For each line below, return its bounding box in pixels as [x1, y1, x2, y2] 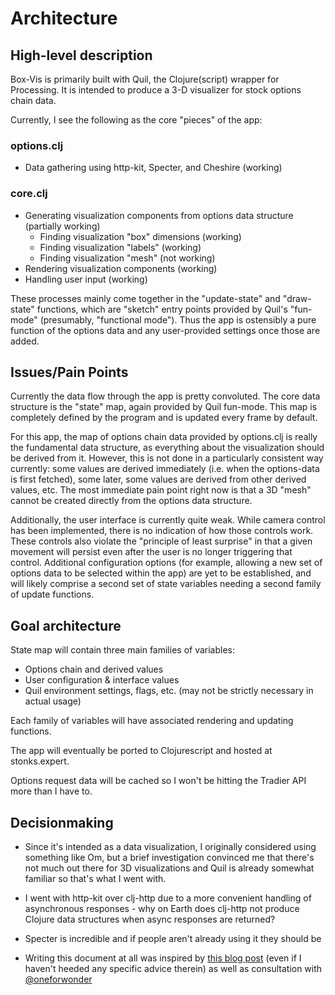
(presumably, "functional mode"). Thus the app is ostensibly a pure [39, 313, 317, 326]
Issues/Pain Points [10, 363, 129, 381]
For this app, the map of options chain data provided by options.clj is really [10, 431, 318, 443]
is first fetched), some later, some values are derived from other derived [10, 473, 307, 486]
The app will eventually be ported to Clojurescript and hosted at [10, 745, 273, 757]
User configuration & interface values [24, 674, 180, 686]
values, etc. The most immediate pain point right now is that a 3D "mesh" [10, 484, 312, 496]
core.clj [10, 187, 48, 201]
